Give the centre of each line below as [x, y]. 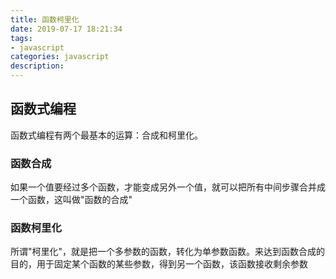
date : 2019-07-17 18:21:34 [66, 29]
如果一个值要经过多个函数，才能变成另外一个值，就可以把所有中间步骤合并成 [168, 187]
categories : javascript [60, 57]
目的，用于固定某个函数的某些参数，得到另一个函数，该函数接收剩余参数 [159, 264]
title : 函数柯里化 [45, 19]
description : [37, 66]
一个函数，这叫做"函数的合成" [71, 200]
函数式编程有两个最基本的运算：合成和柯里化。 [106, 135]
